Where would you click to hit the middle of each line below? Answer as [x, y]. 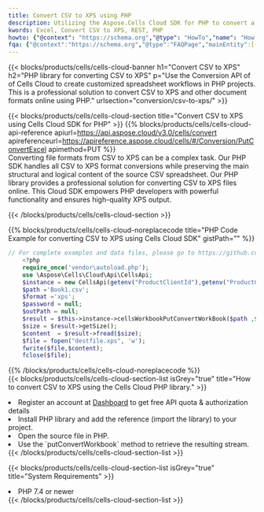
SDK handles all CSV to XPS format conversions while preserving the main [128, 166]
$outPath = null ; [51, 312]
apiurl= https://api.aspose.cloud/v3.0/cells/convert [136, 133]
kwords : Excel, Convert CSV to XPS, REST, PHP [86, 30]
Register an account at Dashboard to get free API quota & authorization [133, 403]
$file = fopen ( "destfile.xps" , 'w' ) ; [84, 341]
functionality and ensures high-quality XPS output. [90, 200]
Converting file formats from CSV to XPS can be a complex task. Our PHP [127, 158]
